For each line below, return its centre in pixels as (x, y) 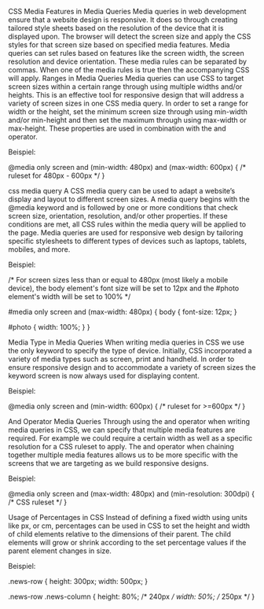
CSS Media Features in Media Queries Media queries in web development (127, 11)
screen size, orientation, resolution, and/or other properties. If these (118, 216)
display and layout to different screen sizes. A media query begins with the (129, 199)
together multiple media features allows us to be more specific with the (123, 455)
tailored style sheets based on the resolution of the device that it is (116, 28)
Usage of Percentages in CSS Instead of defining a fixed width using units (128, 517)
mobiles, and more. (39, 249)
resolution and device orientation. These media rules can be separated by (128, 61)
